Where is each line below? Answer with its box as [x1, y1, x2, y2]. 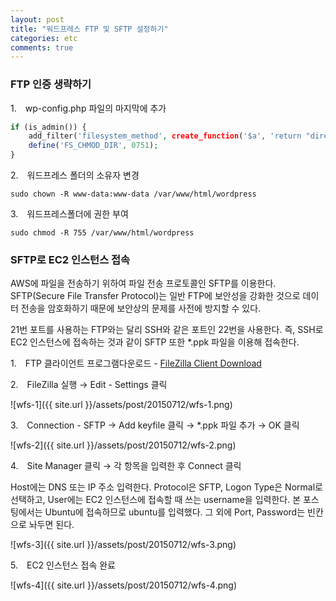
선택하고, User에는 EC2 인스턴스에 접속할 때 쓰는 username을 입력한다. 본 [10, 494, 302, 506]
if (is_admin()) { [10, 122, 87, 132]
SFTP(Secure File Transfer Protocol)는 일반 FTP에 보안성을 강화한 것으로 [10, 290, 301, 302]
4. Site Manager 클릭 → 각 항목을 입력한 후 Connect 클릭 [10, 460, 242, 472]
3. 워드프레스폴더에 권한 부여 [10, 208, 129, 220]
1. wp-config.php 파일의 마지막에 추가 [10, 102, 167, 114]
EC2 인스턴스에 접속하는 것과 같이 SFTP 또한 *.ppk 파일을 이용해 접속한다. [10, 336, 300, 348]
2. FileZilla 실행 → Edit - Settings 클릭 [10, 379, 168, 391]
